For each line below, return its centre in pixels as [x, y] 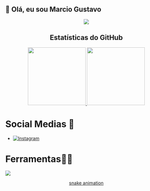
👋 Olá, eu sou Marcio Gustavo [53, 9]
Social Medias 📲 [40, 124]
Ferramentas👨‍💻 [39, 159]
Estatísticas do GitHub [86, 38]
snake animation [86, 183]
